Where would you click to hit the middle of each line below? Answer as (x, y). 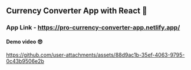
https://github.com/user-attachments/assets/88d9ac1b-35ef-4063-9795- (95, 55)
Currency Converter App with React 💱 (77, 11)
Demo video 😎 (24, 41)
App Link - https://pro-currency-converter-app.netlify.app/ (93, 28)
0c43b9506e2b (25, 61)
